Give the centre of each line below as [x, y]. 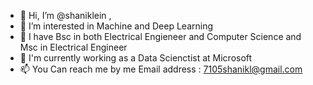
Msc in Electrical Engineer [73, 47]
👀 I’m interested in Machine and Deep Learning [116, 26]
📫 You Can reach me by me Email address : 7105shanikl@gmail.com [161, 69]
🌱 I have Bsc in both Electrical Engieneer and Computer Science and [160, 36]
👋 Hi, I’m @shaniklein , [65, 15]
